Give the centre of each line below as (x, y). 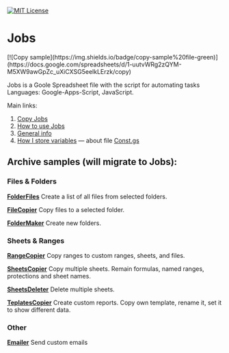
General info (35, 133)
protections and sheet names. (49, 276)
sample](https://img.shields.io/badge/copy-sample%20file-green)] (124, 57)
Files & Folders (32, 181)
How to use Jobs (41, 126)
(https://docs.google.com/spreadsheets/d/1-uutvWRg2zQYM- (95, 64)
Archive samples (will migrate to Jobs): (92, 162)
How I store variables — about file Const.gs (78, 140)
